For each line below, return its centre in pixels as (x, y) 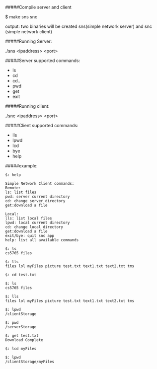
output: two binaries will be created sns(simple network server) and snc (79, 26)
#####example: (22, 166)
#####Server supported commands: (43, 61)
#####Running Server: (29, 41)
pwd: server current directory (38, 197)
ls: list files (21, 192)
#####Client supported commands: (42, 125)
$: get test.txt (22, 336)
